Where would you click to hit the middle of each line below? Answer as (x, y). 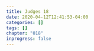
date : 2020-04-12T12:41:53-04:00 (47, 17)
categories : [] (25, 22)
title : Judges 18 (27, 11)
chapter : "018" (25, 33)
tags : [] (17, 28)
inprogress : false (29, 39)
